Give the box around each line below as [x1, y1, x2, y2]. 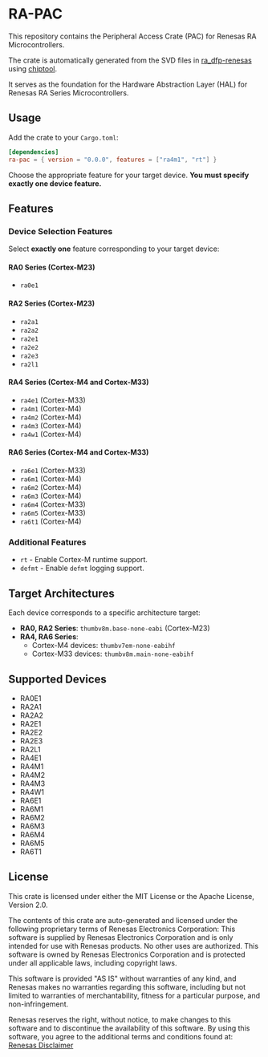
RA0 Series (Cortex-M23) [8, 262, 95, 272]
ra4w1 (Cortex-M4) [19, 429, 82, 439]
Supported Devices [8, 672, 107, 686]
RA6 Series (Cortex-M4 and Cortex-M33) [8, 448, 149, 457]
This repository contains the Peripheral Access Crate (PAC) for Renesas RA [8, 31, 257, 41]
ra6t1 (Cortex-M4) [19, 516, 82, 526]
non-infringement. [8, 999, 69, 1009]
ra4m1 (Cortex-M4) [19, 403, 82, 413]
